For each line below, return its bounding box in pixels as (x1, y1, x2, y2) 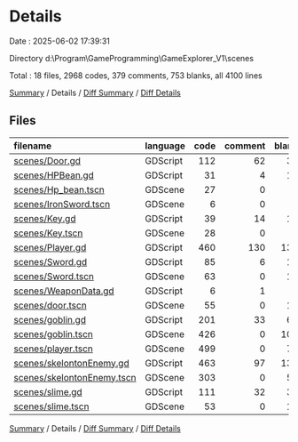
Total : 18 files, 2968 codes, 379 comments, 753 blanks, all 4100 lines (9, 69, 263, 81)
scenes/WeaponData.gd (13, 285, 114, 297)
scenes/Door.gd (13, 154, 82, 166)
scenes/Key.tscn (13, 227, 83, 239)
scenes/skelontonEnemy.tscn (13, 371, 137, 383)
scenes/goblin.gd (13, 313, 87, 325)
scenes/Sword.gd (13, 255, 88, 268)
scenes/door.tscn (13, 299, 87, 311)
